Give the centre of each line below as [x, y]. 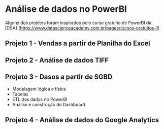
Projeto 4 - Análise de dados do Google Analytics [82, 120]
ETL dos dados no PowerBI [40, 99]
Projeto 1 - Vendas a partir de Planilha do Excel [78, 44]
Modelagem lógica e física [39, 89]
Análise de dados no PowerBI [66, 9]
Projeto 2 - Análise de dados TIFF [57, 60]
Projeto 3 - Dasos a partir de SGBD [59, 77]
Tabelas [20, 94]
